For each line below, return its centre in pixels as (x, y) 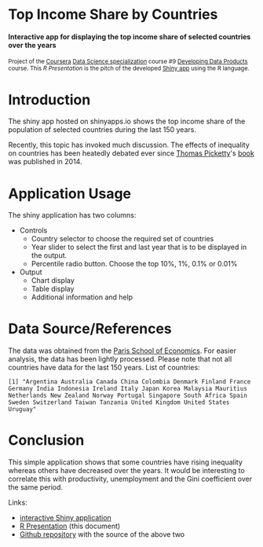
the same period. (36, 487)
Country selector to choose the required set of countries (122, 239)
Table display (53, 289)
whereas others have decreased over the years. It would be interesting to (126, 471)
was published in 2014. (45, 162)
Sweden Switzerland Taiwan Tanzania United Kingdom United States (119, 402)
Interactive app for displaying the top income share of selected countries (130, 36)
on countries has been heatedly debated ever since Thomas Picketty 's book (131, 153)
